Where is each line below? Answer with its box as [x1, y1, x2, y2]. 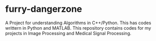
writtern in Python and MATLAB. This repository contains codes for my [5, 25, 151, 31]
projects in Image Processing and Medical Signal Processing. [5, 30, 131, 36]
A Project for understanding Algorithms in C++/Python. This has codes [5, 20, 151, 26]
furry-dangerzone [5, 3, 82, 15]
